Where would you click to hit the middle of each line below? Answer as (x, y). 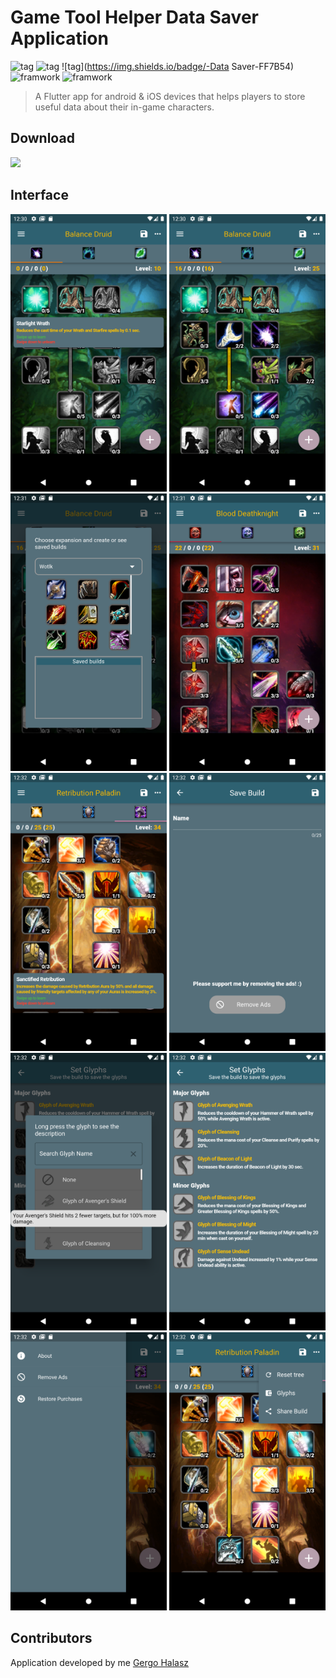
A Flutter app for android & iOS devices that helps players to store (170, 96)
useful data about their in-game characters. (124, 107)
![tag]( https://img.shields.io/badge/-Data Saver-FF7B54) (178, 66)
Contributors (51, 1638)
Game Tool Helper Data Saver (134, 17)
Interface (39, 195)
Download (42, 138)
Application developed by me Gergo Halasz (100, 1662)
